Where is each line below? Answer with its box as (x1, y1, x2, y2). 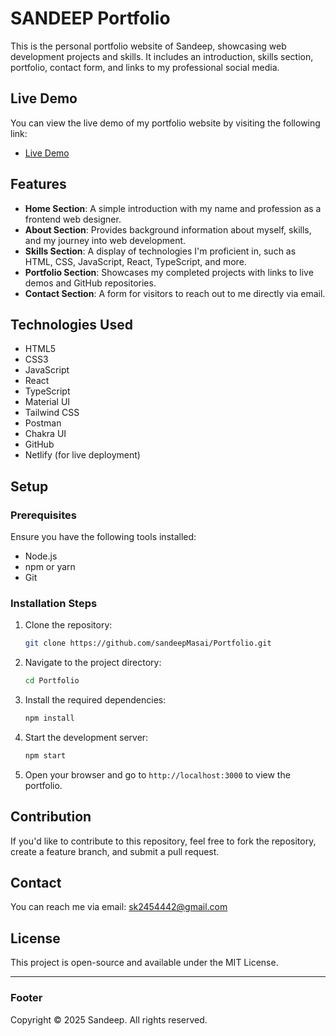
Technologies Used (10, 316, 133, 333)
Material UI (24, 396, 71, 408)
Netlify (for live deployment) (24, 449, 141, 461)
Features (10, 176, 67, 193)
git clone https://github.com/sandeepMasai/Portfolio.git (24, 638, 272, 649)
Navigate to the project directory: (24, 657, 162, 669)
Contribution (10, 808, 92, 826)
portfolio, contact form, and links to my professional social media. (10, 61, 280, 73)
